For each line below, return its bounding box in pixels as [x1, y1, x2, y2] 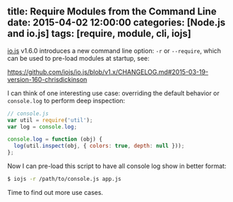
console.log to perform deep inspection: [7, 96, 126, 105]
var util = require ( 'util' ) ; [7, 117, 93, 124]
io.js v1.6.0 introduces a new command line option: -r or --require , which [7, 46, 221, 55]
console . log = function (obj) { [7, 136, 102, 143]
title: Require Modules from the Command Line [7, 6, 217, 18]
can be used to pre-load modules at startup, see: [7, 54, 150, 62]
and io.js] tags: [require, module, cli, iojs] [7, 28, 192, 40]
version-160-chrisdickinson [7, 75, 88, 83]
